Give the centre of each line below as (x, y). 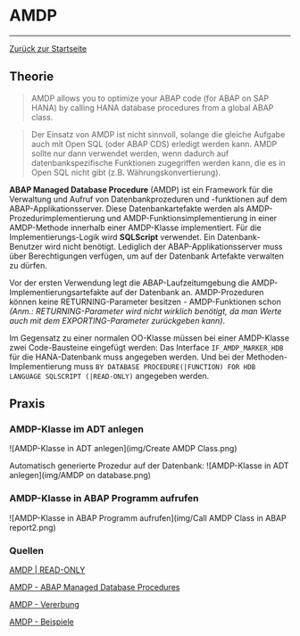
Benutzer (26, 246)
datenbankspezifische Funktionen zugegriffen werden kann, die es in (158, 162)
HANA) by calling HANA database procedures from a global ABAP (152, 107)
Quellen (27, 550)
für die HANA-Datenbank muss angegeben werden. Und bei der (127, 357)
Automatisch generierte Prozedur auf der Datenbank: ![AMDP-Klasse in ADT (149, 466)
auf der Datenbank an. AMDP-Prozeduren (187, 292)
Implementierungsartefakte (59, 292)
